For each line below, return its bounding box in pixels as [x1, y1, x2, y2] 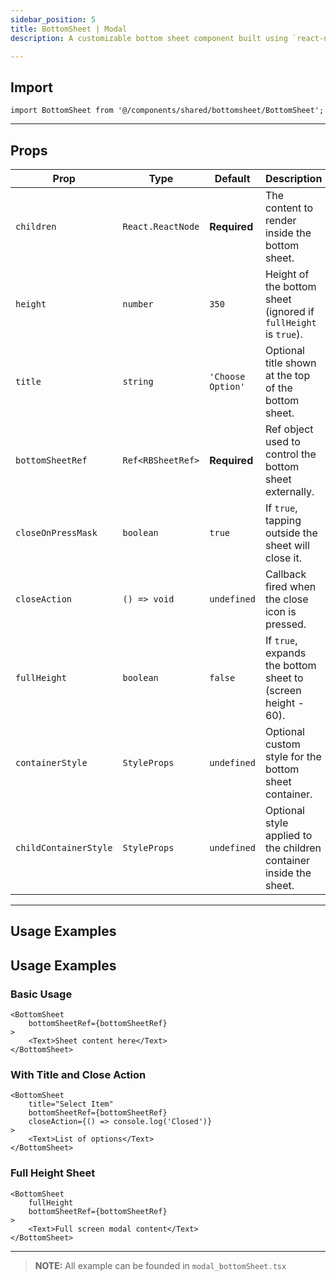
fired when [264, 580, 317, 593]
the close [264, 592, 309, 606]
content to [264, 201, 314, 215]
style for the [264, 750, 322, 763]
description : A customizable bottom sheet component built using [10, 33, 288, 43]
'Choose [209, 371, 246, 382]
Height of [264, 267, 310, 281]
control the [264, 447, 317, 461]
